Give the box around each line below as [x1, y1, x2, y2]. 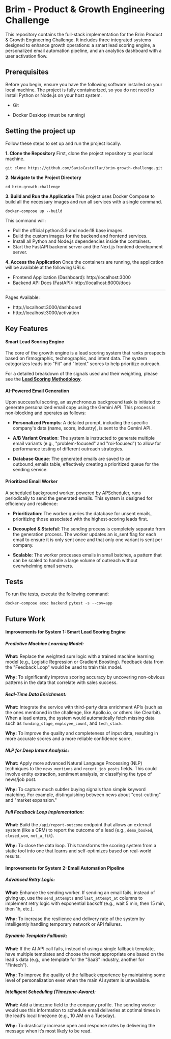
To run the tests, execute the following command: [5, 591, 109, 597]
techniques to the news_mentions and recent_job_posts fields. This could [5, 766, 157, 772]
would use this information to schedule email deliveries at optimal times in [5, 1007, 160, 1013]
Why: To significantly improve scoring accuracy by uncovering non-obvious [5, 674, 165, 680]
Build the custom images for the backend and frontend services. [12, 233, 148, 239]
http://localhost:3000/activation [12, 310, 80, 316]
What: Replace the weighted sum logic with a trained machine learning [5, 653, 154, 660]
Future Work [5, 615, 46, 623]
